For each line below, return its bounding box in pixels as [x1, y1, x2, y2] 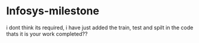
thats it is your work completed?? [6, 30, 88, 37]
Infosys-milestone [6, 4, 100, 18]
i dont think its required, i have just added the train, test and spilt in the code [6, 24, 194, 31]
